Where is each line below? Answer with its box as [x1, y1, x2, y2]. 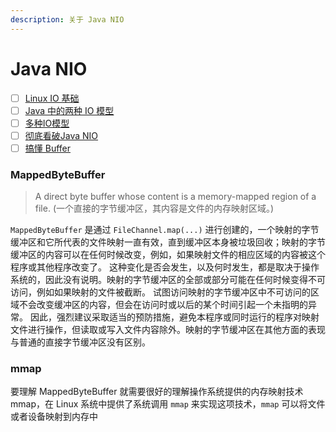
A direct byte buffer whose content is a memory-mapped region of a [34, 191, 317, 203]
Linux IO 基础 [24, 92, 80, 104]
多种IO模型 [24, 117, 70, 129]
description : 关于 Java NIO [10, 14, 125, 25]
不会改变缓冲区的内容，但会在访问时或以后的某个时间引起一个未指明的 [18, 299, 308, 311]
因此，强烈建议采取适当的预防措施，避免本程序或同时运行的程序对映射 [29, 311, 320, 323]
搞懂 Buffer [24, 142, 71, 154]
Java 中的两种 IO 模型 [24, 104, 115, 116]
